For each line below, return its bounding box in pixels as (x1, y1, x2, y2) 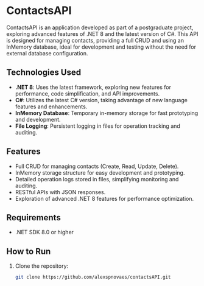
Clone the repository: (15, 262, 69, 270)
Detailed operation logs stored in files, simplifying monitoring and (15, 175, 179, 183)
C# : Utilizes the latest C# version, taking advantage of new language (15, 96, 188, 103)
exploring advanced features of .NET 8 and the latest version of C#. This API (6, 30, 199, 37)
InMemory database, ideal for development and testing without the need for (6, 43, 197, 51)
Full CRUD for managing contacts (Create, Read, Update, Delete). (15, 162, 179, 170)
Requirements (6, 212, 61, 223)
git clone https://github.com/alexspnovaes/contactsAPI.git (15, 274, 171, 281)
